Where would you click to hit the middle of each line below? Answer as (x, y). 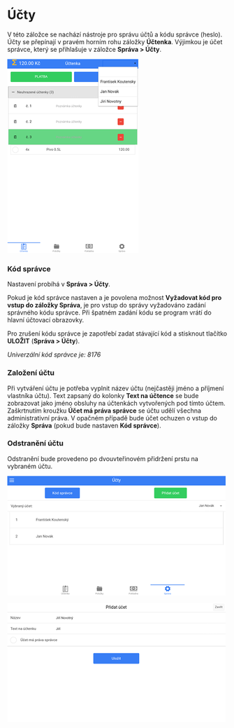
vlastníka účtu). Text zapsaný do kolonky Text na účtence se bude (103, 395)
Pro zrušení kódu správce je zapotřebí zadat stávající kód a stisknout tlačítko (117, 334)
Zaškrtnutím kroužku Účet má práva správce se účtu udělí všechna (104, 411)
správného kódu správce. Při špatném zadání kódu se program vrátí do (109, 313)
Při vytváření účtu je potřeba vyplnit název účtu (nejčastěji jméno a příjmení (116, 388)
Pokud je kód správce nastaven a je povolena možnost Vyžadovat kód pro (115, 298)
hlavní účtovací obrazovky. (46, 320)
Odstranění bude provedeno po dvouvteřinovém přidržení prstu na (103, 458)
